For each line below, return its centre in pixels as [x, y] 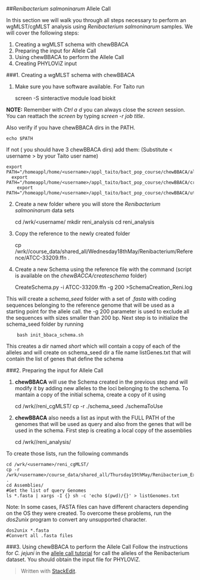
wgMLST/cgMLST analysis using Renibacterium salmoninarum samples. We [100, 27]
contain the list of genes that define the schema [65, 359]
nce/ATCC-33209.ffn [40, 258]
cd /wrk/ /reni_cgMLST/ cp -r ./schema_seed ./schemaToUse [89, 406]
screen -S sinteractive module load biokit [65, 98]
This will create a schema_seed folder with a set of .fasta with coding [91, 299]
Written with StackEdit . [49, 571]
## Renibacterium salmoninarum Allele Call [59, 9]
